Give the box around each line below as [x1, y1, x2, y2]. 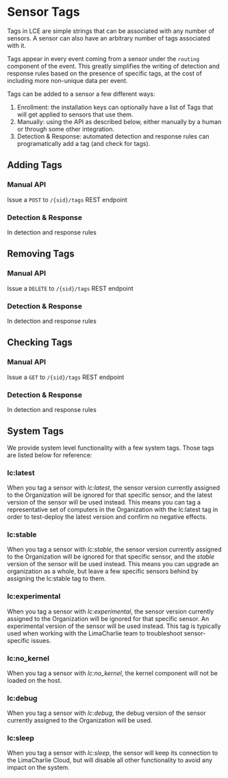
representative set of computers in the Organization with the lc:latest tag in [7, 505, 218, 513]
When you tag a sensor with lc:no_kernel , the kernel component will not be [7, 669, 218, 677]
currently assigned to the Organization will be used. [7, 716, 153, 725]
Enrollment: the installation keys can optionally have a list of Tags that [16, 103, 214, 111]
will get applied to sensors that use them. [16, 110, 134, 119]
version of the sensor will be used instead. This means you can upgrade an [7, 560, 219, 568]
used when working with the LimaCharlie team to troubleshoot [7, 629, 183, 637]
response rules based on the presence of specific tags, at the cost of [7, 69, 202, 77]
